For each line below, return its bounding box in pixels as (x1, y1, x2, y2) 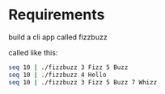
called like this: (8, 47, 58, 57)
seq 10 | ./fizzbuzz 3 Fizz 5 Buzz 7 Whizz (8, 78, 158, 86)
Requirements (8, 6, 105, 24)
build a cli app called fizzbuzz (8, 32, 108, 42)
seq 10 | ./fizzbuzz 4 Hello (8, 71, 107, 79)
